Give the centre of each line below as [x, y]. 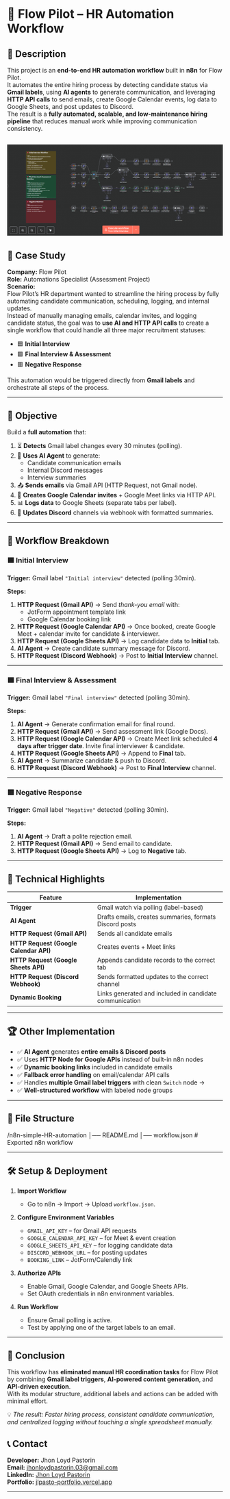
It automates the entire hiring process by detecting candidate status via [107, 85]
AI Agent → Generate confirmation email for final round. [96, 724]
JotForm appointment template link [77, 612]
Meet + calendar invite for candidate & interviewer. [88, 634]
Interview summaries [57, 478]
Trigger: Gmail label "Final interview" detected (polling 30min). [99, 697]
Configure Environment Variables [65, 1217]
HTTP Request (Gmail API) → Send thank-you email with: [98, 604]
